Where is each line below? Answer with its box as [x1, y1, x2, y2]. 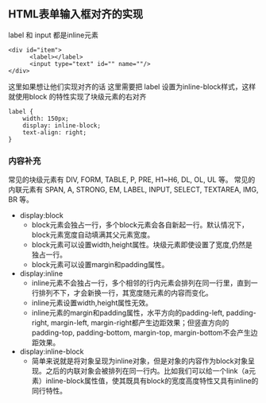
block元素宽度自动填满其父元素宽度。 [31, 230, 155, 240]
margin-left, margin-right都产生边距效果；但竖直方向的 [50, 318, 229, 327]
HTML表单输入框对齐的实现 [8, 7, 144, 21]
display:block [19, 211, 64, 220]
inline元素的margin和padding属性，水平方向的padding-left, [31, 308, 225, 318]
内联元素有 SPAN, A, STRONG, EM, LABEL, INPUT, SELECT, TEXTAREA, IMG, [8, 185, 259, 195]
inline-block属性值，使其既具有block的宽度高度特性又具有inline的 [45, 376, 259, 386]
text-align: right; [22, 128, 87, 137]
